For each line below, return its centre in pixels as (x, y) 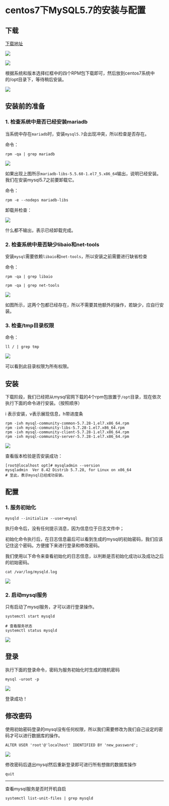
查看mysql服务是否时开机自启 (36, 788)
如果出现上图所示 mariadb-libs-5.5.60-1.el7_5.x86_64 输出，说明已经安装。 (83, 173)
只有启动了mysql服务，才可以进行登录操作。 (51, 607)
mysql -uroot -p (22, 679)
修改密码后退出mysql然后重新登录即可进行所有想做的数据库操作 (71, 764)
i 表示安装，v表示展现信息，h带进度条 (44, 414)
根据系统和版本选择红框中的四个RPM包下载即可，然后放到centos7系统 (78, 73)
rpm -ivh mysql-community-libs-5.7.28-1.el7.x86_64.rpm (65, 428)
